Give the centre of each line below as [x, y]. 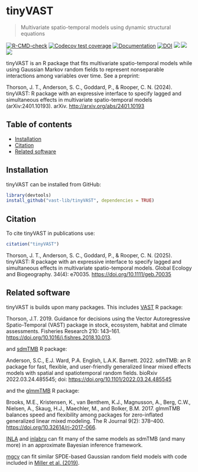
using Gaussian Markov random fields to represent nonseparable [85, 69]
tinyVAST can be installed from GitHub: [54, 184]
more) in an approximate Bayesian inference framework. [74, 445]
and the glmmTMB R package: [43, 390]
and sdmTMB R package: [37, 349]
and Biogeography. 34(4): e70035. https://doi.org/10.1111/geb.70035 [89, 274]
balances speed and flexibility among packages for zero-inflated [85, 415]
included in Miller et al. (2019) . [43, 463]
